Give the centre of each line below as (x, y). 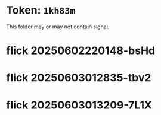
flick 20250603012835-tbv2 (79, 78)
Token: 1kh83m (41, 10)
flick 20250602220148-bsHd (81, 51)
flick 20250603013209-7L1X (79, 105)
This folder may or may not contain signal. (58, 27)
